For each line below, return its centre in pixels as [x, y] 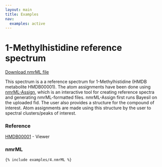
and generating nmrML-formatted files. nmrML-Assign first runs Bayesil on [81, 97]
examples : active [27, 23]
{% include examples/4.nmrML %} [38, 160]
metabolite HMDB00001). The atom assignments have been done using [78, 87]
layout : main [19, 10]
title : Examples [22, 14]
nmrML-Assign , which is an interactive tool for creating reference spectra [80, 92]
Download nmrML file [27, 72]
